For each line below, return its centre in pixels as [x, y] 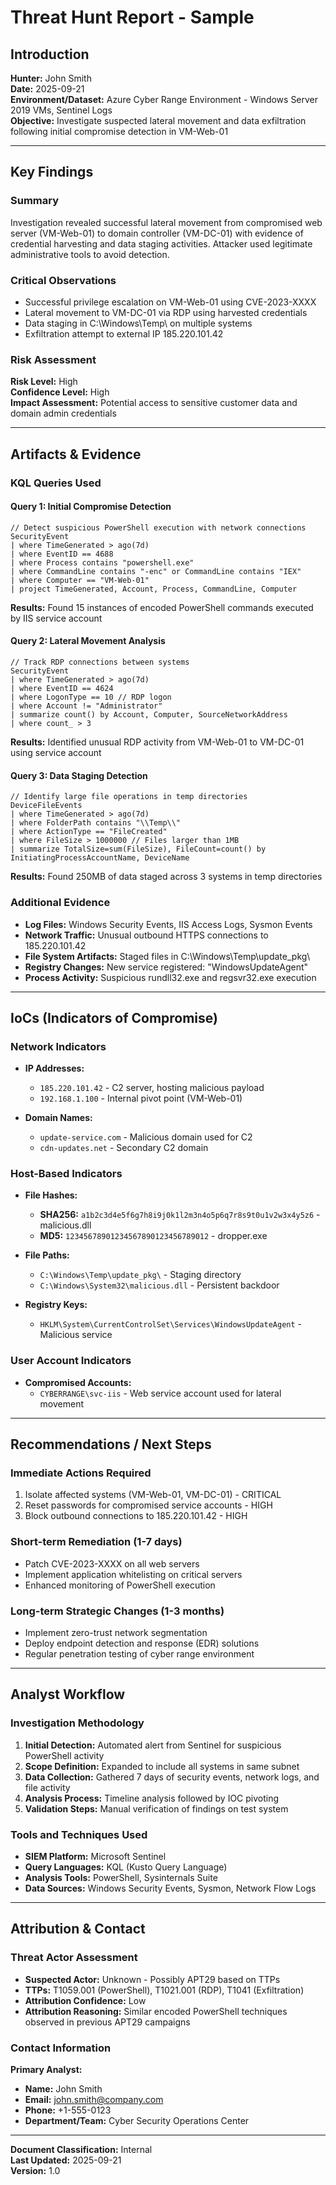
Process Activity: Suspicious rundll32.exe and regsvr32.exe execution [170, 977]
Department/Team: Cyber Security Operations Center [137, 2121]
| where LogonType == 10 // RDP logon [91, 697]
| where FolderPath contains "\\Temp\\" [96, 823]
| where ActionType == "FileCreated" [89, 832]
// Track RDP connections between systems [100, 662]
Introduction [50, 54]
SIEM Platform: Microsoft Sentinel [95, 1857]
